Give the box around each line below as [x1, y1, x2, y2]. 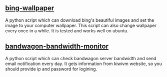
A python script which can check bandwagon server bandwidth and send [5, 55, 156, 61]
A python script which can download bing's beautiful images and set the [5, 17, 154, 23]
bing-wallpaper [5, 4, 54, 12]
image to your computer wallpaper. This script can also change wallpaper [5, 22, 156, 28]
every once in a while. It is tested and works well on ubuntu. [5, 27, 128, 34]
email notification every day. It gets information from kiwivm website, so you [5, 61, 162, 67]
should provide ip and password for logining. [5, 66, 97, 72]
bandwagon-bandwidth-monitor [5, 42, 109, 51]
